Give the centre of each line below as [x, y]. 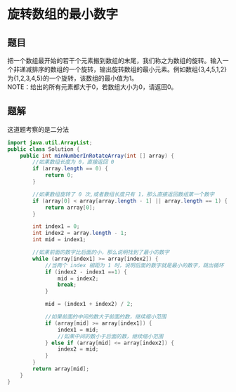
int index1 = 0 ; [56, 227]
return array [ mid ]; [61, 369]
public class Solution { [44, 149]
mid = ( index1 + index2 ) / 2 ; [89, 304]
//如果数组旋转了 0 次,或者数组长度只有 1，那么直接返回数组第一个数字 [124, 194]
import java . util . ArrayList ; [50, 142]
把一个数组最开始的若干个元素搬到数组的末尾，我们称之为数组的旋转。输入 [115, 61]
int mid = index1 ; [59, 240]
